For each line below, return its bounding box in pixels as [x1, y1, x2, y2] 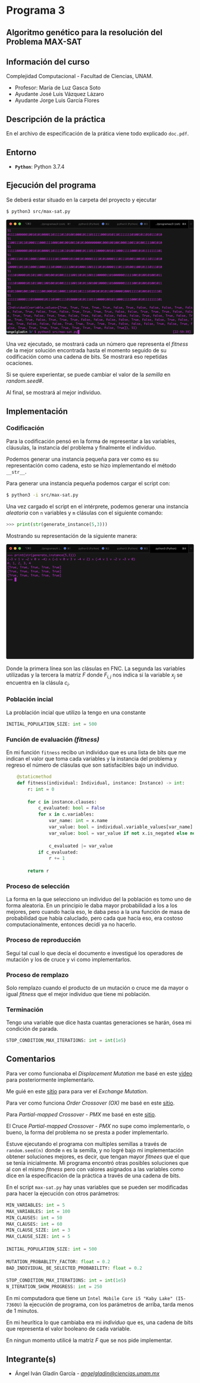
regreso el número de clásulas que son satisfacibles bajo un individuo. [6, 761, 179, 769]
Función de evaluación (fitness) [6, 735, 100, 743]
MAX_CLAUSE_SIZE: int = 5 [6, 1233, 70, 1240]
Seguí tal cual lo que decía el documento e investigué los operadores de [6, 949, 183, 957]
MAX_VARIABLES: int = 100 [6, 1208, 70, 1214]
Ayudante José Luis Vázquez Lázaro [14, 91, 104, 98]
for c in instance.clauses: [27, 799, 97, 805]
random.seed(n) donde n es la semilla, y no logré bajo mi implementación [6, 1146, 184, 1153]
